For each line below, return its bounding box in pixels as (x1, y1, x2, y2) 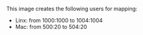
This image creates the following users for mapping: (6, 5, 137, 12)
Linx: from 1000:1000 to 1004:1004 (15, 17, 103, 24)
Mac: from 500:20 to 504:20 (15, 24, 87, 30)
